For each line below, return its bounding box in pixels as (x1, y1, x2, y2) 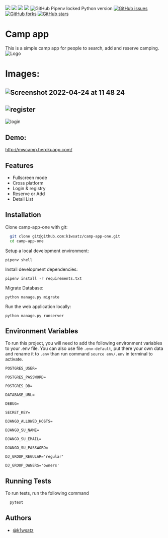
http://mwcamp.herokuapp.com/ (5, 147, 73, 153)
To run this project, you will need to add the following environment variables (5, 340, 162, 346)
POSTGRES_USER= (5, 366, 37, 371)
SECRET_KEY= (5, 410, 30, 415)
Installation (5, 211, 41, 219)
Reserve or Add (12, 191, 45, 197)
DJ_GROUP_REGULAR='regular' (5, 454, 64, 459)
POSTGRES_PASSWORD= (5, 375, 46, 380)
